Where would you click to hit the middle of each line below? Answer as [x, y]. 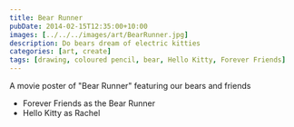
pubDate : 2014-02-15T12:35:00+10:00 [78, 26]
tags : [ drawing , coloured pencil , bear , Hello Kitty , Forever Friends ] [147, 60]
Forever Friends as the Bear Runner [89, 103]
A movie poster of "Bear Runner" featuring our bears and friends [130, 86]
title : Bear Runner [46, 18]
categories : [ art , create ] [60, 52]
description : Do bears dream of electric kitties [105, 43]
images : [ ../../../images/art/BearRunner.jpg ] [99, 34]
